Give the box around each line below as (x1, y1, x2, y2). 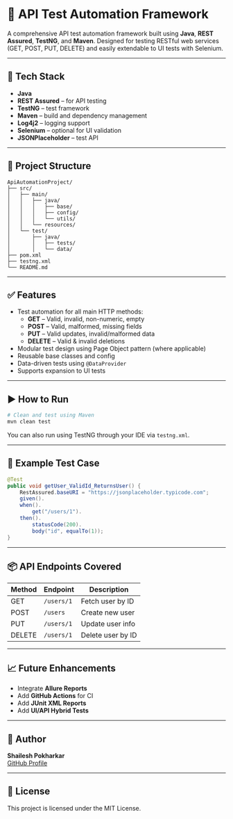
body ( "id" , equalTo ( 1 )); (32, 528, 104, 535)
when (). (19, 502, 42, 509)
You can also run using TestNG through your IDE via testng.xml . (7, 430, 190, 439)
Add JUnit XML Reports (17, 699, 87, 708)
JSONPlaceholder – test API (17, 133, 98, 142)
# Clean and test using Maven (7, 412, 95, 419)
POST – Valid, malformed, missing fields (27, 323, 142, 331)
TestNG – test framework (17, 104, 90, 112)
